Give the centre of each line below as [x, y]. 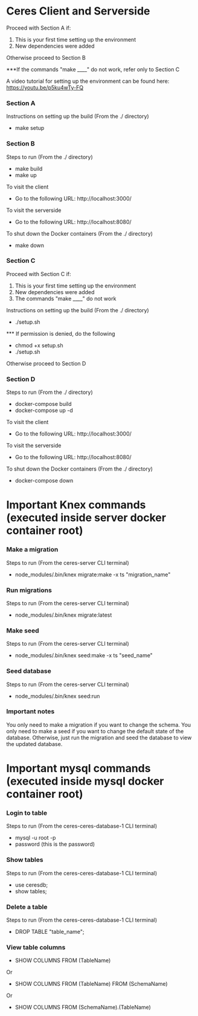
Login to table [27, 812]
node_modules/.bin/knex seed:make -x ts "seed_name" [84, 655]
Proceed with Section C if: [39, 274]
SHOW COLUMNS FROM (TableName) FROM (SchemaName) [91, 984]
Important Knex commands [76, 505]
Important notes [30, 712]
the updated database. [34, 744]
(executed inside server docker [86, 518]
